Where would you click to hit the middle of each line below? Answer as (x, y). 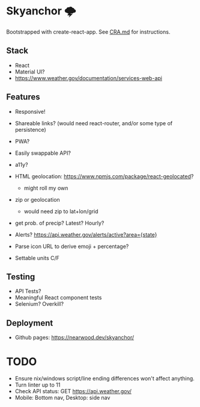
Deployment (30, 323)
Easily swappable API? (43, 153)
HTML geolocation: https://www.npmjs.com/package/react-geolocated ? (104, 176)
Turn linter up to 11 (38, 385)
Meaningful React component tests (58, 297)
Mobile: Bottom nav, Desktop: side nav (62, 398)
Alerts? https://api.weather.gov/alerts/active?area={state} (86, 234)
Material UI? (30, 72)
